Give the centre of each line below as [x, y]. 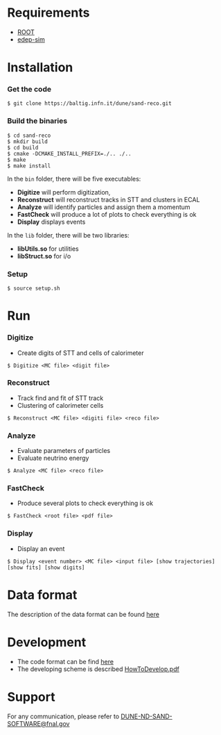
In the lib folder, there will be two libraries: [68, 235]
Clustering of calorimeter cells [60, 405]
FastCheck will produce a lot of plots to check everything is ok [107, 214]
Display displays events [51, 222]
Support [31, 697]
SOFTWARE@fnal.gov [38, 723]
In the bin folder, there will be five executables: [74, 179]
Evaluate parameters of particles [64, 451]
